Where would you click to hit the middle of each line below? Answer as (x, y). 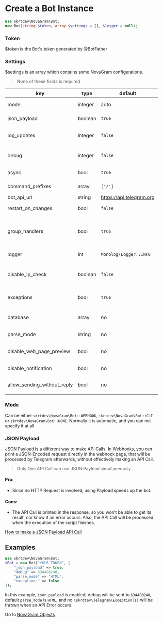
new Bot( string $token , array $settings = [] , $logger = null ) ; (71, 26)
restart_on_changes (30, 208)
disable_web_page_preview (39, 351)
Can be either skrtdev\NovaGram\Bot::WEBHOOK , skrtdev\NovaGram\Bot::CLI (79, 415)
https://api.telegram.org (128, 197)
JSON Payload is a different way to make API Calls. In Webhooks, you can (79, 449)
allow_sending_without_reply (40, 385)
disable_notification (30, 368)
